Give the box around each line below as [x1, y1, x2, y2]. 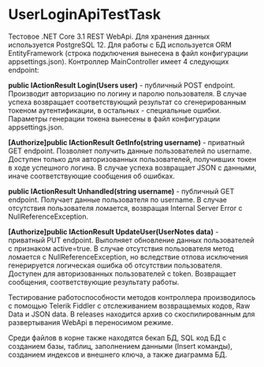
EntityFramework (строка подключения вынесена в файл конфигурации [8, 48, 248, 58]
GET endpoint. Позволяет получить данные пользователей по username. [8, 146, 252, 155]
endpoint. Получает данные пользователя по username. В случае [8, 195, 227, 204]
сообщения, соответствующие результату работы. [8, 277, 180, 286]
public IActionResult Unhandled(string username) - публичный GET [8, 186, 235, 196]
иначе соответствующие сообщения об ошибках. [8, 171, 176, 181]
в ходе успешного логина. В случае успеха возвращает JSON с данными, [8, 163, 257, 172]
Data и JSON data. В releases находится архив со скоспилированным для [8, 309, 255, 319]
